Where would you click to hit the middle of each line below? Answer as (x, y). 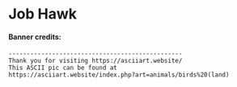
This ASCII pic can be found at (63, 68)
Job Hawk (43, 14)
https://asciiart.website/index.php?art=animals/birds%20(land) (119, 75)
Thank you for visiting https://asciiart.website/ (95, 61)
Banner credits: (35, 36)
